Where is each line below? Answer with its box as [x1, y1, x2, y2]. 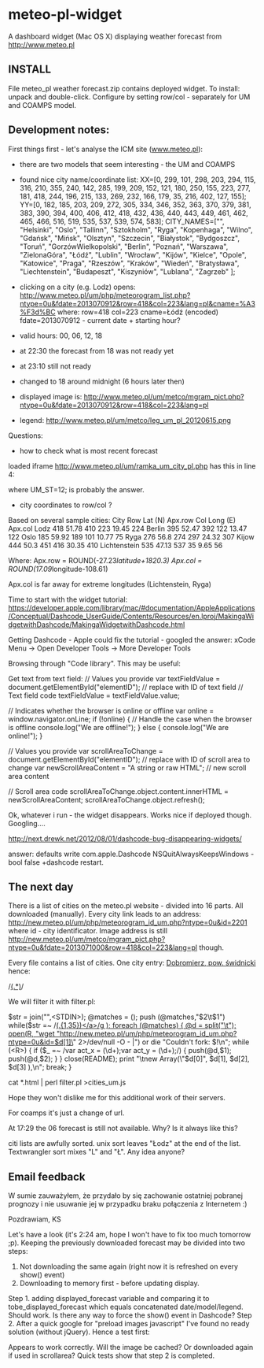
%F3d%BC [19, 307, 57, 317]
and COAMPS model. [8, 100, 77, 109]
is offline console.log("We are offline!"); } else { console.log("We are [8, 722, 229, 732]
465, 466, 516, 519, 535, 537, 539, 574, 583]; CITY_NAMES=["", [19, 217, 225, 226]
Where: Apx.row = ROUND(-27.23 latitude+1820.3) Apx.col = [8, 555, 203, 565]
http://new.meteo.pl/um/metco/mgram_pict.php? [8, 935, 166, 944]
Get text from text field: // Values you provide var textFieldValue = [8, 673, 221, 683]
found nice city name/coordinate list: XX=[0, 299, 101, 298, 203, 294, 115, [19, 175, 256, 184]
